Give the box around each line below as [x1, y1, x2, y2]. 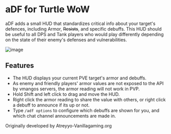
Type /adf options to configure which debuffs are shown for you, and [12, 107, 159, 113]
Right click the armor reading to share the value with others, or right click [12, 96, 166, 102]
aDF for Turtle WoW [5, 4, 90, 15]
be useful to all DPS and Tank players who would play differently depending [5, 31, 164, 37]
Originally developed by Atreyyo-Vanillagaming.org [5, 122, 112, 128]
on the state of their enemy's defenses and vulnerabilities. [5, 37, 127, 43]
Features [5, 61, 34, 70]
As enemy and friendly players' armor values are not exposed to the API [12, 80, 164, 86]
